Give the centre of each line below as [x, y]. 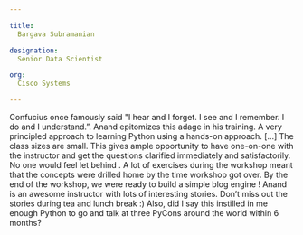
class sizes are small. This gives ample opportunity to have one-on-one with [151, 146]
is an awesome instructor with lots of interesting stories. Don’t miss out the [148, 194]
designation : [34, 51]
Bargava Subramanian [56, 34]
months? [26, 223]
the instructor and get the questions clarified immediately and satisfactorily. [150, 155]
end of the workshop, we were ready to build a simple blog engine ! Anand [148, 184]
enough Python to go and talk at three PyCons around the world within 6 [144, 213]
